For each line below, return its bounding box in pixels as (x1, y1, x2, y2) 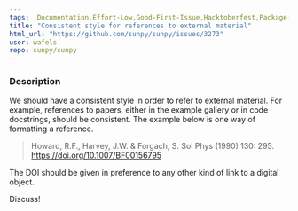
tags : (9, 12, 29, 22)
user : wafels (9, 37, 58, 47)
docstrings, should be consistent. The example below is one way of (9, 114, 255, 125)
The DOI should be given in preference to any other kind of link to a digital (9, 168, 279, 178)
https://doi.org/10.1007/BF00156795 (30, 150, 162, 160)
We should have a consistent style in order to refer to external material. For (9, 95, 283, 106)
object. (9, 176, 35, 187)
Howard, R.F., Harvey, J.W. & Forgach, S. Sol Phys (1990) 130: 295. (30, 141, 275, 152)
